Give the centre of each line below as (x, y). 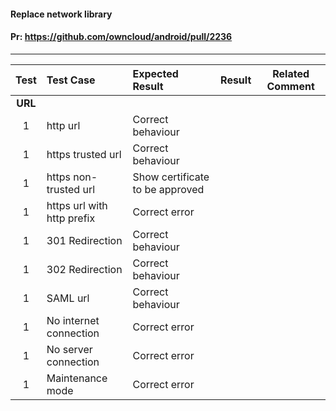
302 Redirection (84, 269)
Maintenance (77, 378)
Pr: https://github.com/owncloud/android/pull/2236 (121, 37)
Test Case (71, 80)
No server (69, 349)
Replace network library (61, 14)
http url (63, 125)
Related (291, 73)
